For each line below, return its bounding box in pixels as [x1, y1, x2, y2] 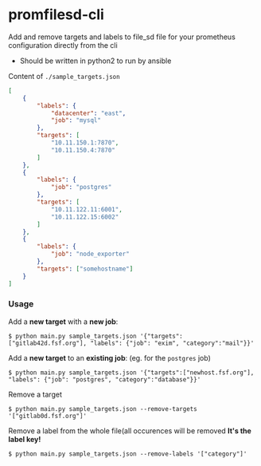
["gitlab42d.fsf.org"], [8, 339, 88, 347]
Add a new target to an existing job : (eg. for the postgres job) [8, 353, 211, 362]
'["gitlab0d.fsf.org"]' [8, 412, 88, 420]
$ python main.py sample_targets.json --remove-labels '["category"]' [8, 449, 247, 458]
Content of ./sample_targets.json [8, 71, 121, 81]
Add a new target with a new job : [8, 317, 119, 326]
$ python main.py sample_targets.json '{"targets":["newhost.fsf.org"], [8, 369, 255, 377]
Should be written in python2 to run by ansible [19, 56, 172, 65]
